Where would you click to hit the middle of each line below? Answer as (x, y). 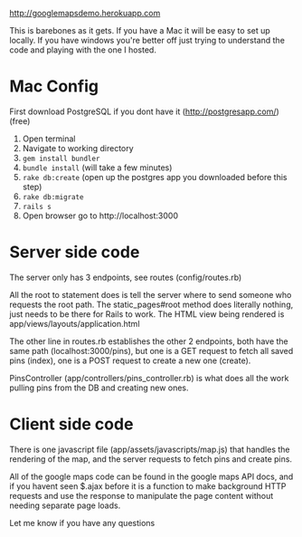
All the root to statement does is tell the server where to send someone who (151, 294)
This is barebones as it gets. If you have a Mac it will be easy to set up (140, 30)
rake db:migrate (53, 197)
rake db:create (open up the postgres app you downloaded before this (155, 177)
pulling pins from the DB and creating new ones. (99, 388)
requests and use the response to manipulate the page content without (142, 495)
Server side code (75, 252)
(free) (20, 120)
